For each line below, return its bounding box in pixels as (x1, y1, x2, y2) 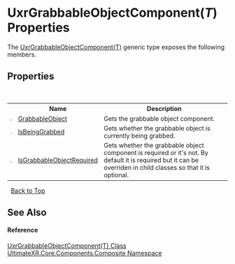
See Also (7, 206, 47, 218)
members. (7, 50, 37, 59)
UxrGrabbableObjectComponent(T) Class (7, 242, 127, 250)
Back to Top (10, 186, 45, 195)
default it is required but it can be (104, 156, 199, 164)
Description (146, 105, 182, 113)
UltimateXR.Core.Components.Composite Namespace (7, 249, 162, 258)
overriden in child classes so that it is (104, 163, 211, 172)
